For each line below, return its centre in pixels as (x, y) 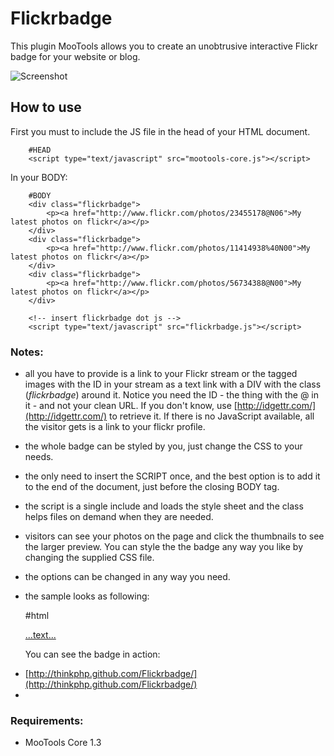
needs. (39, 457)
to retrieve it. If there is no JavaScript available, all (212, 416)
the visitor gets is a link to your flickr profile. (115, 427)
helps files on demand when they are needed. (119, 517)
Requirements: (47, 720)
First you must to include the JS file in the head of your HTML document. (160, 131)
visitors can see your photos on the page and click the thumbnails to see (174, 536)
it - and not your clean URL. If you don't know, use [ (131, 406)
